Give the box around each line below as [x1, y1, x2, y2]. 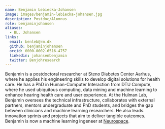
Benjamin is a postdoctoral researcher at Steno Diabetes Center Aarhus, [5, 71, 151, 77]
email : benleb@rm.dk [9, 39, 52, 44]
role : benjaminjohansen [5, 21, 54, 26]
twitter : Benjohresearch [9, 58, 61, 63]
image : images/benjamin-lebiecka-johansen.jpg [5, 12, 102, 17]
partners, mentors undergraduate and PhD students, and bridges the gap [5, 102, 154, 108]
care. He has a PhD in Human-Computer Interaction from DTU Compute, [5, 82, 152, 88]
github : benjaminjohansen [9, 44, 63, 49]
